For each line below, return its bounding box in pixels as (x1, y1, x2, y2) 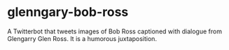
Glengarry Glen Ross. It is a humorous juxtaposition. (7, 34, 158, 42)
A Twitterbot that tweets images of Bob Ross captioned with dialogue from (7, 27, 223, 35)
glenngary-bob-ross (7, 4, 129, 20)
